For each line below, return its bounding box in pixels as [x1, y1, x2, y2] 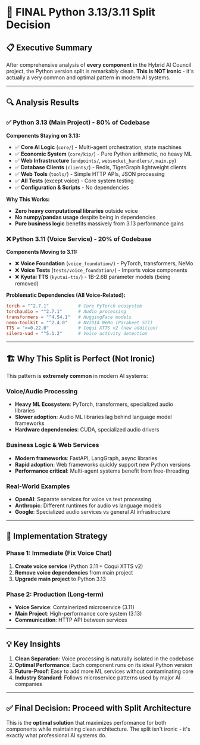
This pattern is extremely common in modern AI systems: [6, 372, 148, 380]
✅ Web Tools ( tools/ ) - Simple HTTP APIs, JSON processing [14, 170, 165, 178]
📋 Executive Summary [6, 42, 93, 52]
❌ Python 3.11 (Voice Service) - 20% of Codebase [6, 235, 152, 243]
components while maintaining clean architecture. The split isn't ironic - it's [6, 725, 190, 732]
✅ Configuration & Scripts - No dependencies [14, 184, 129, 191]
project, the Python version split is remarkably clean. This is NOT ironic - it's [6, 68, 194, 74]
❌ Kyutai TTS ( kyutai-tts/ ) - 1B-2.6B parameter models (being [14, 273, 171, 280]
